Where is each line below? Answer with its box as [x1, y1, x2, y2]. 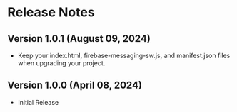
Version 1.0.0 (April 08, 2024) [7, 79, 143, 91]
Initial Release [17, 98, 59, 106]
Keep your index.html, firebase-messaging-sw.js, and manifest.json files [17, 51, 231, 60]
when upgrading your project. [17, 59, 106, 67]
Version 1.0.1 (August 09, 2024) [7, 33, 151, 45]
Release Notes [7, 4, 95, 21]
